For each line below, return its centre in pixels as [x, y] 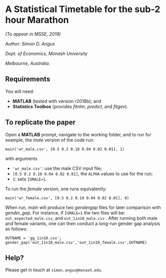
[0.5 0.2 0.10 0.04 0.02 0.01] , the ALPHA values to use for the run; [82, 174]
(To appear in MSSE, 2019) [33, 34]
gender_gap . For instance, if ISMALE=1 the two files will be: [65, 212]
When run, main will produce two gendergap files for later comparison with [83, 207]
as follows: [16, 229]
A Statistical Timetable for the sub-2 [83, 9]
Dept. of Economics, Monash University [47, 53]
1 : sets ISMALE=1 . [29, 179]
